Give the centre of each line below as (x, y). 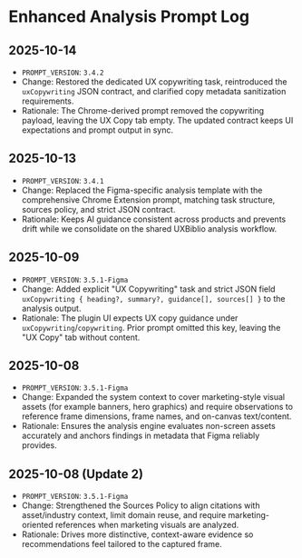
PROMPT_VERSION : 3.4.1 (63, 180)
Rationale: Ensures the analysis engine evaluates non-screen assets (148, 426)
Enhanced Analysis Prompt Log (129, 17)
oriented (37, 525)
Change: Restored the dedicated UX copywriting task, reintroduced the (154, 82)
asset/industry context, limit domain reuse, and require (124, 515)
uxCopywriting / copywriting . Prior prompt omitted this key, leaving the (151, 327)
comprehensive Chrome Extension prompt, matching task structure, (148, 199)
